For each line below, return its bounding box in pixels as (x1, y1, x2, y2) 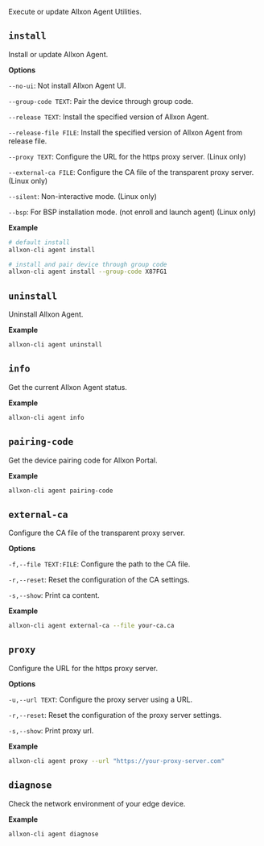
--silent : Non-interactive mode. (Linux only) (8, 191, 157, 201)
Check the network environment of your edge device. (8, 798, 186, 808)
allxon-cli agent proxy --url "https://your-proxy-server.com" (8, 757, 225, 765)
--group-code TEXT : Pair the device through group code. (8, 96, 194, 106)
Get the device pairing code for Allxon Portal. (8, 455, 158, 465)
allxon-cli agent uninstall (8, 341, 103, 349)
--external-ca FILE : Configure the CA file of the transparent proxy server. (8, 167, 254, 176)
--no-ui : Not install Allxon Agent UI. (8, 81, 126, 90)
